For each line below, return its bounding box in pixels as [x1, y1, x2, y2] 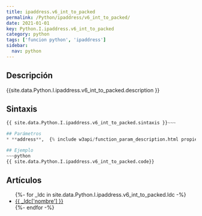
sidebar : [6, 43, 28, 49]
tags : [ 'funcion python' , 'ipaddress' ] [6, 37, 106, 43]
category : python [6, 31, 50, 37]
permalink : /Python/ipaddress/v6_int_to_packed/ [6, 14, 130, 21]
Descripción [6, 71, 53, 81]
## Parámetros [6, 131, 42, 137]
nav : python [11, 48, 42, 54]
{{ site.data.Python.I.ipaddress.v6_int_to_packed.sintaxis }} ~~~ [6, 120, 176, 126]
